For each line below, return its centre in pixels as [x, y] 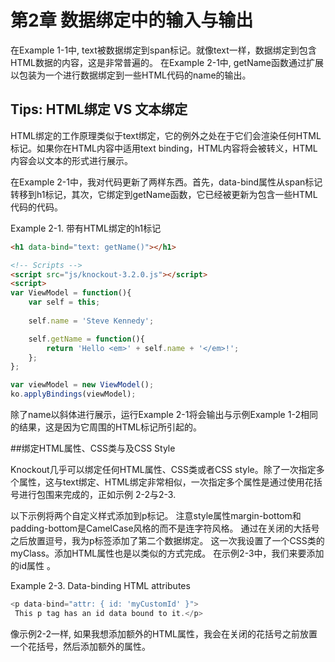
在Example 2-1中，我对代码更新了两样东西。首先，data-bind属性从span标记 [166, 182]
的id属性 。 [33, 565]
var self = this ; [64, 302]
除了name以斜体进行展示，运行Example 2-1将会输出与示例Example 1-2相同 [164, 414]
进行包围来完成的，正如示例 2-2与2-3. [97, 494]
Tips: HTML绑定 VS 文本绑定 [99, 109]
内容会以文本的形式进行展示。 [71, 160]
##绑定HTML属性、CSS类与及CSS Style [93, 448]
